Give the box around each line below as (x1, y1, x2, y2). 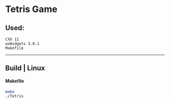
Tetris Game (5, 4, 58, 15)
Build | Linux (5, 64, 46, 72)
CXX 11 (5, 37, 19, 42)
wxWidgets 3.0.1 (5, 41, 39, 46)
